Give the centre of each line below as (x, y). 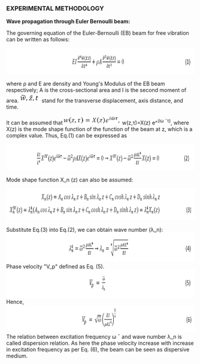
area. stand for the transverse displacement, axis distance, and (95, 101)
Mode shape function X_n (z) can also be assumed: (70, 180)
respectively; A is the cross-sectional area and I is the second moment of (96, 90)
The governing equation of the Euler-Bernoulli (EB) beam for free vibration (98, 33)
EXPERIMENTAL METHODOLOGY (55, 8)
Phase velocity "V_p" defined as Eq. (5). (55, 267)
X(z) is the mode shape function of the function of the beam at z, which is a (99, 129)
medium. (17, 356)
